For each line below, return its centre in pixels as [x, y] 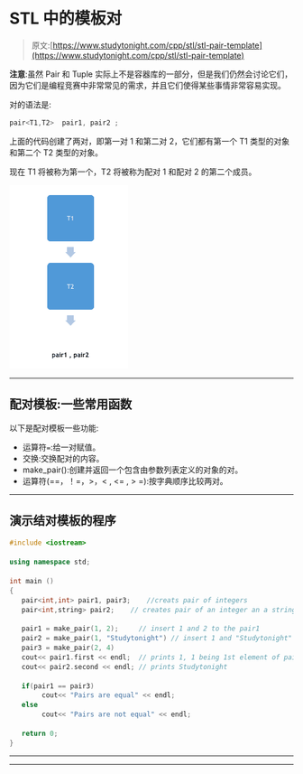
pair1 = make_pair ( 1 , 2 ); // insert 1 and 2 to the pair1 [140, 629]
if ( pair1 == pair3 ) [58, 686]
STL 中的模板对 [66, 19]
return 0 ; [40, 733]
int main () [32, 581]
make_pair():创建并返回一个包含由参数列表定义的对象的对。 [133, 470]
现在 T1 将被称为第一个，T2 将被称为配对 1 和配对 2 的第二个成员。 [133, 172]
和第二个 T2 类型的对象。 [56, 152]
